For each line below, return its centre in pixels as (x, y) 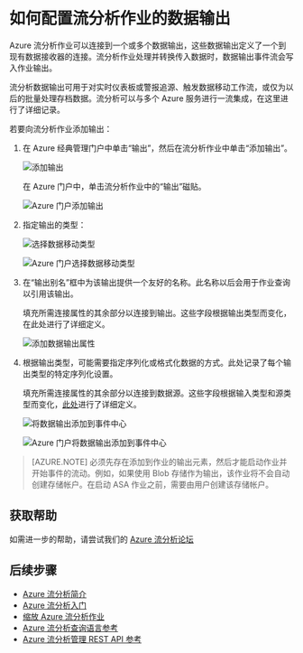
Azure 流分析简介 (55, 593)
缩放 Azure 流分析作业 (64, 616)
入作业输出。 (33, 68)
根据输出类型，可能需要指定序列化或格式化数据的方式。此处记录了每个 (153, 362)
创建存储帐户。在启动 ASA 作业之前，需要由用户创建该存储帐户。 (152, 484)
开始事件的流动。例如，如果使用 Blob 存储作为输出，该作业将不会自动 (161, 473)
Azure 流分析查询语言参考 (70, 628)
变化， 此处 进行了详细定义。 (90, 404)
